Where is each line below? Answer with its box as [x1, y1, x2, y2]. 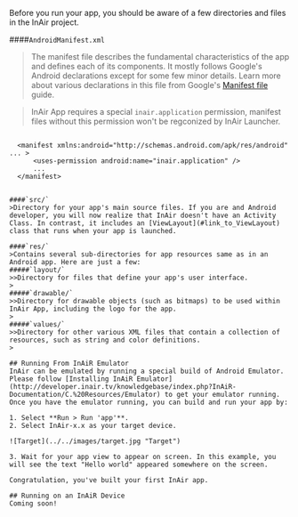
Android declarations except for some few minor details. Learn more [30, 70, 282, 81]
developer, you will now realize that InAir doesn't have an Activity [9, 211, 277, 220]
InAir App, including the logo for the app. [9, 304, 177, 313]
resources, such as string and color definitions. [9, 335, 201, 344]
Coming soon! [9, 499, 58, 508]
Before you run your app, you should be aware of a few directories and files [9, 8, 286, 18]
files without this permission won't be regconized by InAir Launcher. [30, 116, 281, 126]
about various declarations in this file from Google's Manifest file [30, 80, 269, 90]
